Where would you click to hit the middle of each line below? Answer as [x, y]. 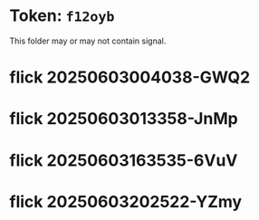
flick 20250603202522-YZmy [126, 201]
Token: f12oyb [62, 16]
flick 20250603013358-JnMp [124, 119]
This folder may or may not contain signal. [88, 41]
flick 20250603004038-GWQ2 [130, 77]
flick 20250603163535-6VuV [124, 160]
